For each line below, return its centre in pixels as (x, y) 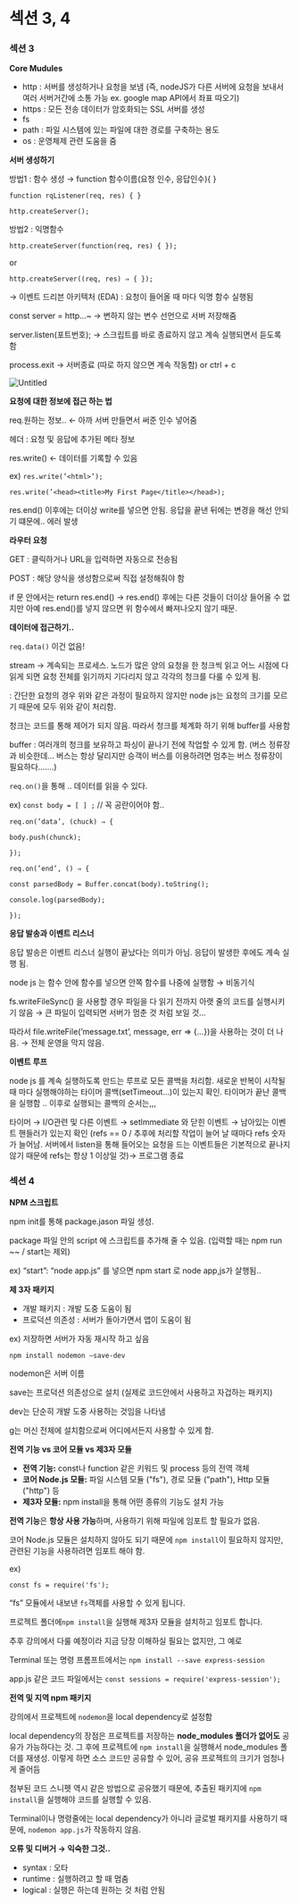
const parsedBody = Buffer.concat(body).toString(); (109, 885)
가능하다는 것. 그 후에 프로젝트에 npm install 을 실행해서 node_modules (152, 1747)
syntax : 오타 (45, 1867)
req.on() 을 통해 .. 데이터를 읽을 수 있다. (79, 786)
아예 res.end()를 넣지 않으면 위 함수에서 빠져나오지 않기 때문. (132, 608)
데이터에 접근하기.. (42, 627)
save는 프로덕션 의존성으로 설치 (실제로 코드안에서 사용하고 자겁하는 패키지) (141, 1392)
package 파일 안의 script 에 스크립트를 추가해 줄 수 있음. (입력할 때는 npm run (146, 1240)
